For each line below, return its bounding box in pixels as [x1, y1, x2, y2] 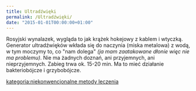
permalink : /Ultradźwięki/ [6, 14, 72, 20]
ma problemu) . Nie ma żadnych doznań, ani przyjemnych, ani [6, 54, 155, 62]
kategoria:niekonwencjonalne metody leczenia [6, 78, 119, 85]
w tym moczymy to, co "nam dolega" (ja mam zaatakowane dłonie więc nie [6, 48, 190, 55]
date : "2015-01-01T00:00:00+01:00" [6, 19, 94, 25]
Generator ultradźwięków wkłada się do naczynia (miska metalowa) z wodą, [6, 42, 190, 49]
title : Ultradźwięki [6, 8, 57, 15]
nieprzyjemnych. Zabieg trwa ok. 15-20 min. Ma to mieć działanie [6, 60, 164, 68]
